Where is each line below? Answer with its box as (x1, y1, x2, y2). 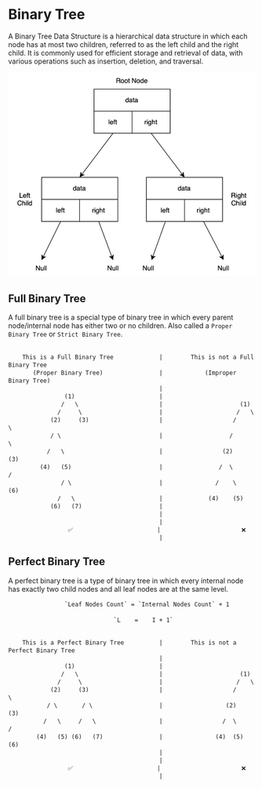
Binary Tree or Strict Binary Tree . (8, 330, 123, 338)
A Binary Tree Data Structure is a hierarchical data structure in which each (8, 31, 248, 41)
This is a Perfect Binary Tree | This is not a (22, 638, 237, 647)
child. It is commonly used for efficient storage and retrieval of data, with (8, 48, 243, 57)
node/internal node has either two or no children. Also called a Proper (8, 321, 233, 330)
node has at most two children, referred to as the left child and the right (8, 39, 239, 49)
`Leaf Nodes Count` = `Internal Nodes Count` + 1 (64, 600, 230, 608)
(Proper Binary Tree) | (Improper (32, 369, 237, 377)
